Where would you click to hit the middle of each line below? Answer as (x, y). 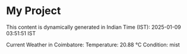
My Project (34, 11)
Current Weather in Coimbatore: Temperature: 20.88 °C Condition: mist (93, 45)
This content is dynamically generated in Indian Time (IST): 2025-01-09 (93, 27)
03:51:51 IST (21, 33)
